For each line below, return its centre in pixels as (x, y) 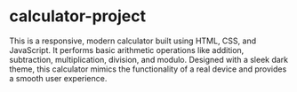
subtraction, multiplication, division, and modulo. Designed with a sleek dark (149, 59)
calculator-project (78, 16)
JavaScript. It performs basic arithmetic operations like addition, (127, 50)
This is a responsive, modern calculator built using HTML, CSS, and (132, 41)
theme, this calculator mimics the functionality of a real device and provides (148, 69)
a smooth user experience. (58, 78)
